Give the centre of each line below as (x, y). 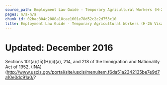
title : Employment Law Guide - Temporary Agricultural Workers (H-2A (79, 23)
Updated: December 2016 (59, 48)
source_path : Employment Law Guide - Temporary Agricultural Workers (79, 10)
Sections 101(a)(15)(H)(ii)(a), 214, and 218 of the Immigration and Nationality (83, 62)
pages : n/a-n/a (21, 14)
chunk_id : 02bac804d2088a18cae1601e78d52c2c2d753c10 (61, 19)
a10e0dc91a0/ (19, 78)
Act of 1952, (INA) (24, 67)
